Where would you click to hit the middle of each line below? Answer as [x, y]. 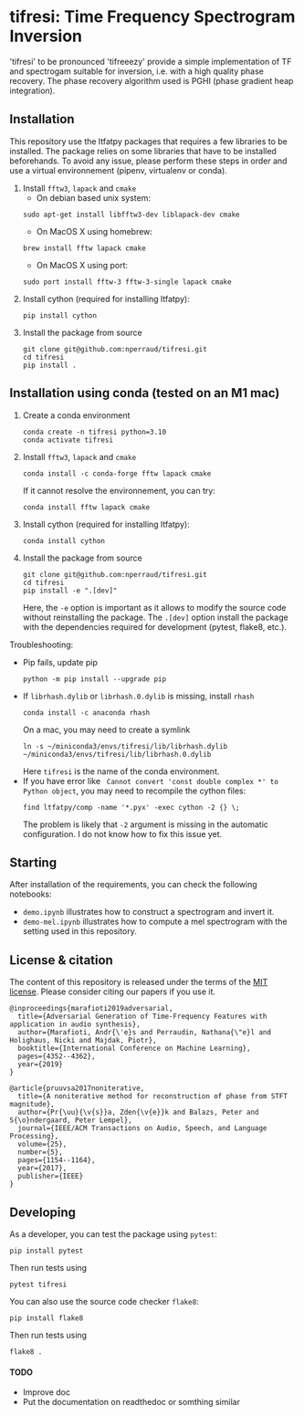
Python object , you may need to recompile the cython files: [134, 791]
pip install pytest [47, 1251]
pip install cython [60, 315]
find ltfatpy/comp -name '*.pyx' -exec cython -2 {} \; [131, 807]
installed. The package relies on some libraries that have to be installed [143, 151]
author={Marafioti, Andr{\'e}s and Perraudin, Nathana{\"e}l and [145, 1033]
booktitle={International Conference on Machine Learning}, [134, 1049]
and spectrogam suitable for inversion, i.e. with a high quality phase [137, 71]
